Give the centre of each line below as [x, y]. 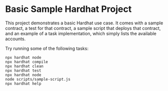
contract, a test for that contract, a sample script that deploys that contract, [83, 28]
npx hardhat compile [27, 62]
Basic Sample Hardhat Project [68, 9]
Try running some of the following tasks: [47, 48]
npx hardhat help [23, 84]
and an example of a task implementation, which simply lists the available [81, 33]
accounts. [16, 39]
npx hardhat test [23, 71]
